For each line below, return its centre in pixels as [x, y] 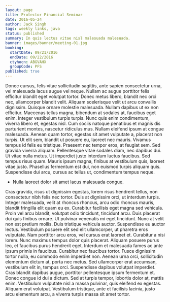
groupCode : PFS [26, 66]
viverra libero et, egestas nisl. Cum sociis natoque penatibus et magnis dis [83, 123]
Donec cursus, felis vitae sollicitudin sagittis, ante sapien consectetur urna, [83, 86]
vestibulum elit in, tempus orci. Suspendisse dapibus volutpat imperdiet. [80, 267]
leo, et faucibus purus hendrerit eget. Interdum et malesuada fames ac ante [84, 246]
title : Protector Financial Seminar [44, 15]
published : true [22, 72]
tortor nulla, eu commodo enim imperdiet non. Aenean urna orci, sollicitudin [84, 256]
